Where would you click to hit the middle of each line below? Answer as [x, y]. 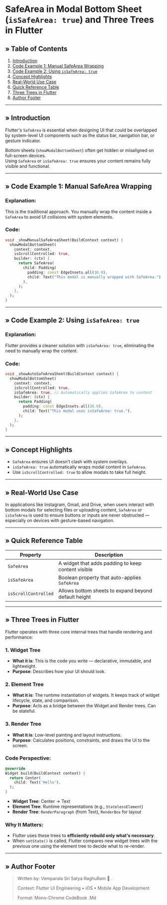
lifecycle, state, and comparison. [46, 700]
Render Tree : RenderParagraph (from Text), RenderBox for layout [77, 812]
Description [109, 555]
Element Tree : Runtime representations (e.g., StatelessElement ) [78, 807]
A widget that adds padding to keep [100, 563]
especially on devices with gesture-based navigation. [60, 520]
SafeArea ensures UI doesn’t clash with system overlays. [70, 462]
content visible [76, 569]
